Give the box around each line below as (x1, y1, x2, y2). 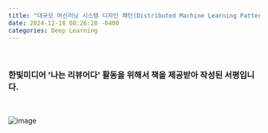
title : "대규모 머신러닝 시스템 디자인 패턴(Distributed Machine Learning (8, 11, 237, 20)
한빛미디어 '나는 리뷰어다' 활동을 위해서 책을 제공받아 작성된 (8, 69, 223, 80)
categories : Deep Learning (8, 26, 98, 34)
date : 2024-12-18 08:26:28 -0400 (8, 19, 120, 27)
